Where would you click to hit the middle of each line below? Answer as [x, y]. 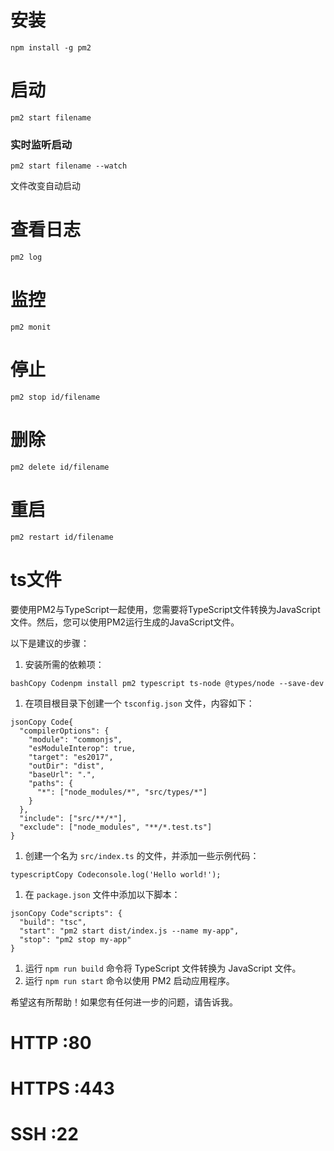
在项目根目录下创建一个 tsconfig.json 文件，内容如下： [139, 703]
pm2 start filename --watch [69, 166]
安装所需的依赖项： [64, 664]
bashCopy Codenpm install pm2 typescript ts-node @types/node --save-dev [167, 683]
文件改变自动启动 [45, 186]
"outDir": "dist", [66, 766]
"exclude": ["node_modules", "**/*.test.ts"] [116, 827]
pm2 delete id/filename [60, 467]
